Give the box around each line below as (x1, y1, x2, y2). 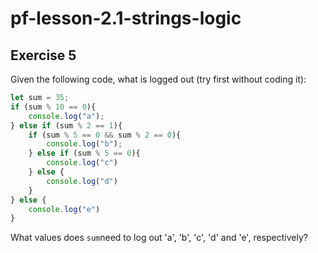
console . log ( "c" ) (46, 158, 118, 168)
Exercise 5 (10, 47, 77, 64)
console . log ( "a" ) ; (28, 111, 105, 121)
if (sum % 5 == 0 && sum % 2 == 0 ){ (28, 130, 182, 140)
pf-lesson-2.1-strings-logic (10, 7, 242, 30)
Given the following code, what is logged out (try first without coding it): (10, 73, 307, 85)
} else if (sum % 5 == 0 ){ (28, 148, 141, 159)
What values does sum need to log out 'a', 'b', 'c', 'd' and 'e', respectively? (10, 232, 308, 244)
